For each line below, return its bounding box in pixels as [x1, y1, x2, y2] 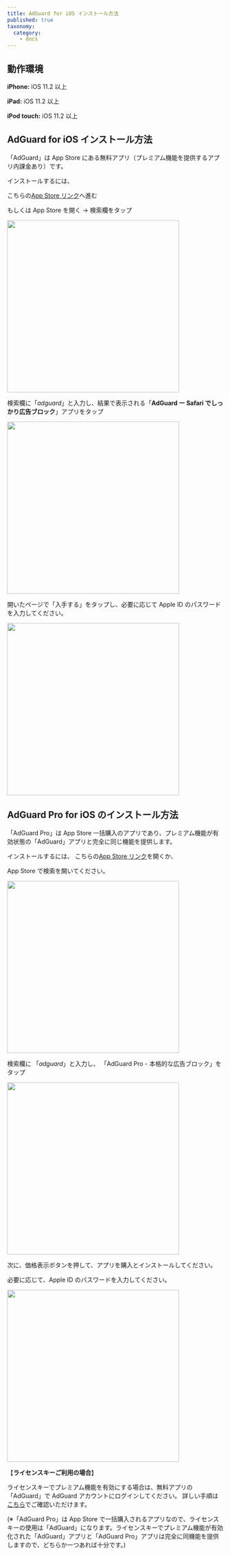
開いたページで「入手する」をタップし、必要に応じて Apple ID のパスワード [7, 600, 221, 608]
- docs [19, 36, 38, 43]
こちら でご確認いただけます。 [7, 1500, 91, 1508]
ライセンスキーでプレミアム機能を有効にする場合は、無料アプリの [7, 1483, 194, 1491]
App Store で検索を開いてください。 [7, 866, 109, 875]
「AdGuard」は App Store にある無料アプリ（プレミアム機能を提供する [7, 153, 208, 162]
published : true [7, 17, 54, 23]
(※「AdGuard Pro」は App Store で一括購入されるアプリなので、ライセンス [7, 1514, 220, 1523]
